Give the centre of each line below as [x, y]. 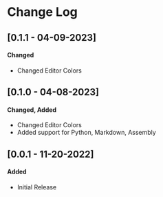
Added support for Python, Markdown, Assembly [86, 133]
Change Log [42, 12]
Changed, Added [32, 110]
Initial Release [37, 187]
